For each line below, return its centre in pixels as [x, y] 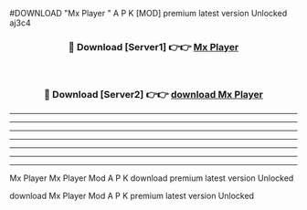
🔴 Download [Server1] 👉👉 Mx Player [153, 47]
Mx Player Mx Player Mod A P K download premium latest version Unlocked [152, 178]
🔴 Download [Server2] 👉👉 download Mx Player [153, 95]
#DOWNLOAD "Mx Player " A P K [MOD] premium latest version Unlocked [148, 13]
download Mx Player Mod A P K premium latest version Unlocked [132, 195]
